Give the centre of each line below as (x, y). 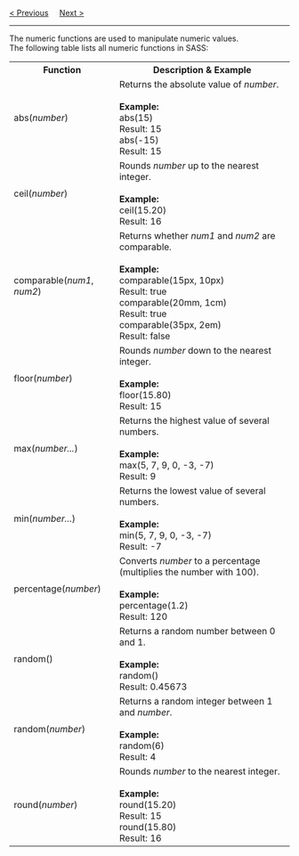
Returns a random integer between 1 (196, 701)
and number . (145, 712)
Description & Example (202, 70)
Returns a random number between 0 (197, 631)
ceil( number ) (41, 193)
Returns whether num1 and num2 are (197, 236)
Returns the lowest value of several (192, 491)
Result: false (145, 336)
